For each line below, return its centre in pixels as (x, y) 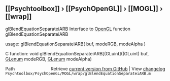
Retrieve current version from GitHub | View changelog (108, 68)
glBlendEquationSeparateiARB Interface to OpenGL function (68, 29)
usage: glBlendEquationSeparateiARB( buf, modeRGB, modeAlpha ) (76, 44)
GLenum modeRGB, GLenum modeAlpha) (49, 59)
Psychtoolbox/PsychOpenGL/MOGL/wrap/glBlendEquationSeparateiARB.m (78, 73)
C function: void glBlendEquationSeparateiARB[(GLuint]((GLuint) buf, (77, 53)
